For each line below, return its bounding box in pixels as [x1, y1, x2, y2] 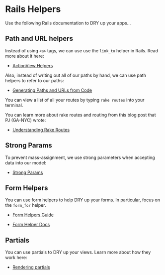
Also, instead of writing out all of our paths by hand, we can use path [5, 72, 147, 78]
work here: [5, 255, 27, 261]
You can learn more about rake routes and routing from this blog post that [5, 112, 156, 118]
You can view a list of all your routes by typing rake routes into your [5, 97, 145, 103]
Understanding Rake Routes [12, 127, 70, 133]
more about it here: [5, 53, 45, 59]
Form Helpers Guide [12, 212, 54, 218]
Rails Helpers [5, 3, 61, 15]
